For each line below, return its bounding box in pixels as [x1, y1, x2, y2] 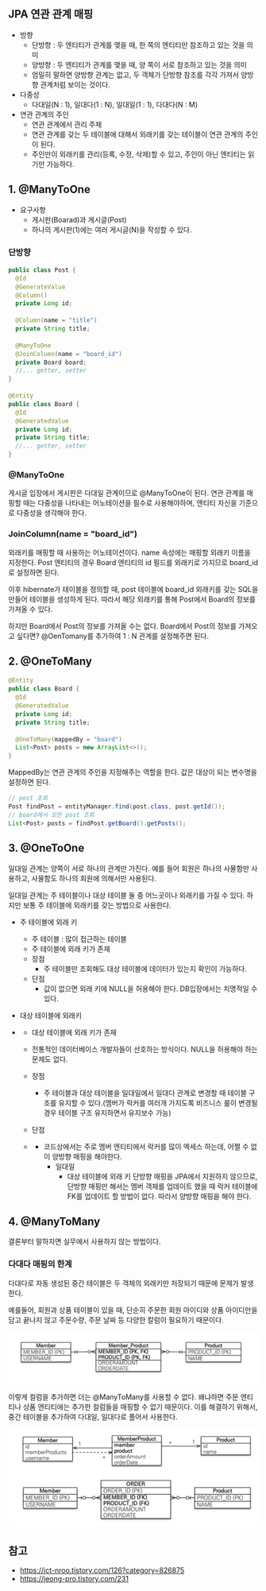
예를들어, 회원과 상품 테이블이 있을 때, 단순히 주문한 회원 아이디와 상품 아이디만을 [8, 1305, 258, 1314]
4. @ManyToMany [8, 1214, 101, 1228]
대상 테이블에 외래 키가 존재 [31, 1028, 117, 1037]
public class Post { [8, 265, 77, 274]
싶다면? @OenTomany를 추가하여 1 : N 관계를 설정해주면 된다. [16, 631, 209, 641]
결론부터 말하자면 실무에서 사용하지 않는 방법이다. [8, 1237, 161, 1246]
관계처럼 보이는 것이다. [40, 79, 111, 89]
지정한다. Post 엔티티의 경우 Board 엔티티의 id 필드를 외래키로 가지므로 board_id [8, 557, 259, 567]
